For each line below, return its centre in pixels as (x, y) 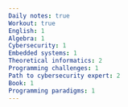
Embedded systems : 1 (43, 53)
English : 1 (27, 31)
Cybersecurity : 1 (37, 46)
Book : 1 (21, 83)
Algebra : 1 (27, 38)
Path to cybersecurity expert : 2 (64, 76)
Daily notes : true (39, 16)
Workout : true (32, 23)
